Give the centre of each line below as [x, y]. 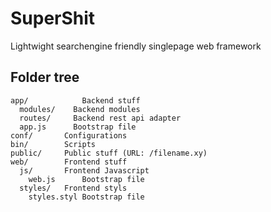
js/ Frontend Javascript [84, 170]
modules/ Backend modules [80, 109]
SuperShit [53, 18]
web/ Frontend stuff [69, 162]
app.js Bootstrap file [78, 127]
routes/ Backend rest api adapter [100, 118]
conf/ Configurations [69, 135]
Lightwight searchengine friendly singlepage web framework [136, 46]
